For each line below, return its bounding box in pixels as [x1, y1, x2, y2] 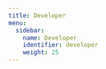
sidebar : [15, 26, 45, 34]
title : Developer [8, 11, 67, 20]
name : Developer [22, 33, 78, 42]
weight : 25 [22, 48, 59, 56]
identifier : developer [22, 41, 99, 49]
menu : [8, 19, 26, 27]
